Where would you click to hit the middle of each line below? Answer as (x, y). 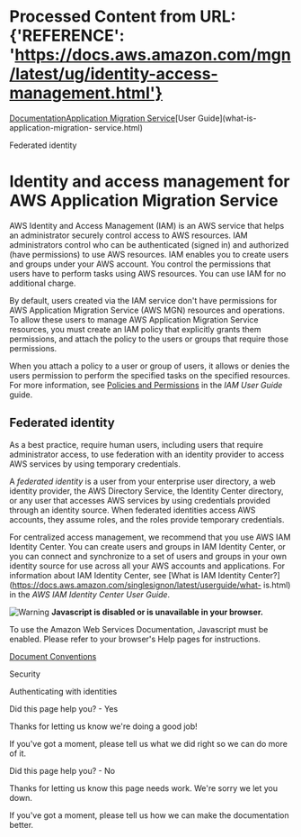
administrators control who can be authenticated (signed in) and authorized (149, 244)
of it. (18, 753)
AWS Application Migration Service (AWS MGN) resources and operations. (147, 310)
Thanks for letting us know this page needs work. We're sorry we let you (144, 788)
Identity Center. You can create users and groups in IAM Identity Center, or (147, 546)
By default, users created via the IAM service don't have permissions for (143, 300)
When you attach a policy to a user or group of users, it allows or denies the (150, 366)
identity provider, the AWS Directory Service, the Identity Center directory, (147, 491)
